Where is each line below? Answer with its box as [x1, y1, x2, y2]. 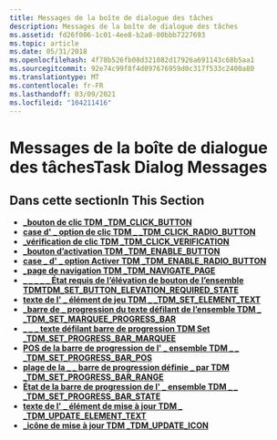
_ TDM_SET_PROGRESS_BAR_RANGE [22, 372, 164, 383]
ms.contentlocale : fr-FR [9, 81, 104, 90]
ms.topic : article [9, 38, 79, 48]
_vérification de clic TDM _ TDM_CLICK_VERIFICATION [22, 236, 230, 247]
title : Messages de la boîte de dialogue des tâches [9, 13, 214, 23]
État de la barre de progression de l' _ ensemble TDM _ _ [22, 382, 239, 393]
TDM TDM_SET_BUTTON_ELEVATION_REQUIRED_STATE [22, 284, 240, 296]
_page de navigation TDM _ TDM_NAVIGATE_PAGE [22, 265, 216, 276]
